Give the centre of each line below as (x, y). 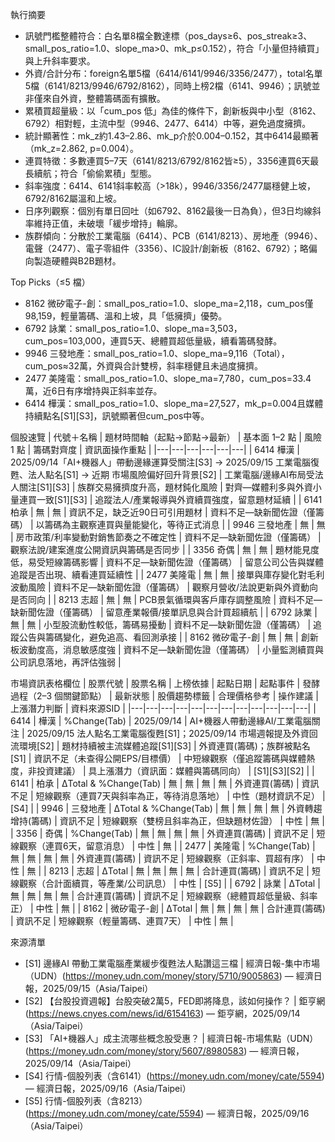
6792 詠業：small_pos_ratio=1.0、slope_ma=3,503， (133, 328)
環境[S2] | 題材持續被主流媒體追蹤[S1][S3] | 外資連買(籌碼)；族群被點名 (164, 746)
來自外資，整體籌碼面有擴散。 (104, 98)
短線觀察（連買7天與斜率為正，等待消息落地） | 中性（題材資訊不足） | (180, 796)
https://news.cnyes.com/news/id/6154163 (114, 1013)
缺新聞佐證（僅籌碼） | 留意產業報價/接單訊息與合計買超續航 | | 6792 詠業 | (164, 612)
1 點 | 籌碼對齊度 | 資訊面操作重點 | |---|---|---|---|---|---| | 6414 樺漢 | (155, 449)
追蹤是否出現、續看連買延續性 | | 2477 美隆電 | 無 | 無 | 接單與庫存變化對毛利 (167, 574)
